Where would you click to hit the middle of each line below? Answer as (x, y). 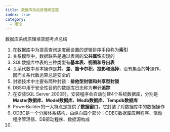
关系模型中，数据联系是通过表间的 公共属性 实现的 (63, 56)
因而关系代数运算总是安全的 (41, 75)
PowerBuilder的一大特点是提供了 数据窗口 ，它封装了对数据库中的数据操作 (89, 107)
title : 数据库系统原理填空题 (32, 10)
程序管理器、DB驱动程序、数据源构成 (51, 119)
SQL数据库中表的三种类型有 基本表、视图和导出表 (63, 62)
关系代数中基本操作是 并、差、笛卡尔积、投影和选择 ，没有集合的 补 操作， (88, 69)
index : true (18, 15)
